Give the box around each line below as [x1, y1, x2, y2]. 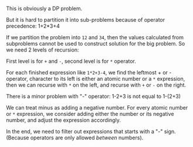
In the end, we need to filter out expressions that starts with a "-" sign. [6, 128, 176, 135]
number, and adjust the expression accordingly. [6, 117, 121, 124]
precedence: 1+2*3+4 [6, 23, 60, 29]
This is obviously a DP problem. [6, 5, 83, 12]
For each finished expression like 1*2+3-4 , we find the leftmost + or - [6, 69, 172, 76]
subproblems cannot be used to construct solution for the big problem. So [6, 40, 185, 47]
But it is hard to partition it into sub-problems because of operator [6, 16, 165, 23]
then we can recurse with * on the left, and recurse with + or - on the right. [6, 81, 187, 88]
